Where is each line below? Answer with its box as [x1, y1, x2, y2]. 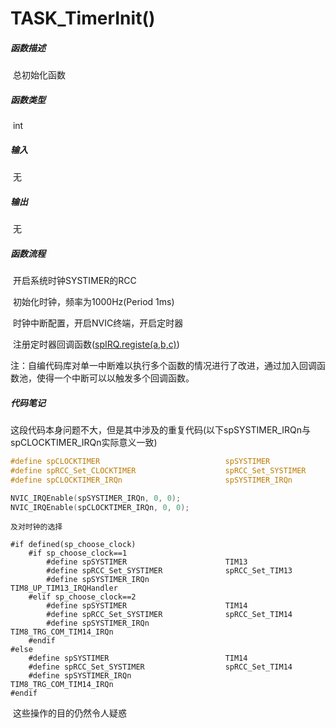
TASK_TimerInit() [10, 7, 156, 30]
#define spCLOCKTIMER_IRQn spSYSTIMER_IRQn [10, 475, 293, 485]
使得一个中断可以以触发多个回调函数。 [36, 372, 195, 384]
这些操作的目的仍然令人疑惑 [12, 707, 127, 719]
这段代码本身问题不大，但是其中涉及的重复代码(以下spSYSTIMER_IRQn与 [10, 424, 311, 436]
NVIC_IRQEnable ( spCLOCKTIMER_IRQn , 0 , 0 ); [10, 502, 190, 512]
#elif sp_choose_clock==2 [28, 592, 137, 602]
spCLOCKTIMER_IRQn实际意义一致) [10, 437, 158, 448]
